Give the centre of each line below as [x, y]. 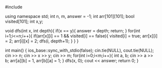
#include [14, 7]
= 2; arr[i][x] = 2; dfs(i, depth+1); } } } [42, 41]
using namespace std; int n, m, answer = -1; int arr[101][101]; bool [70, 16]
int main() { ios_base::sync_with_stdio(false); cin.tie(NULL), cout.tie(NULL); [79, 50]
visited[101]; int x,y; [24, 21]
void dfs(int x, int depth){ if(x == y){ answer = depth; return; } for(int [73, 31]
